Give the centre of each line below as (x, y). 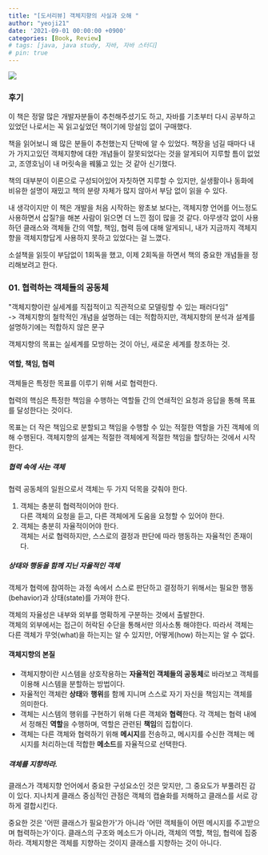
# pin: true (28, 53)
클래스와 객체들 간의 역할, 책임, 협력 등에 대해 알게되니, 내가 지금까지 (129, 228)
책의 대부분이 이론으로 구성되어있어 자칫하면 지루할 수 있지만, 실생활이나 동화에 (131, 180)
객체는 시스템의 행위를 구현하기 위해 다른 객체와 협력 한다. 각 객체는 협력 (131, 714)
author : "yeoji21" (39, 23)
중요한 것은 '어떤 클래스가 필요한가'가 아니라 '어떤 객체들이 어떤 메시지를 (120, 822)
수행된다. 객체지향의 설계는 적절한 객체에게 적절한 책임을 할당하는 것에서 (129, 437)
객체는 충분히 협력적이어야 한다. (69, 505)
